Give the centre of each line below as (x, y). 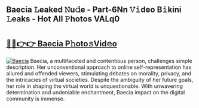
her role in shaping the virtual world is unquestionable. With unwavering (95, 86)
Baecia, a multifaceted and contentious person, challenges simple (111, 61)
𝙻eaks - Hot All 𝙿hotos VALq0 (63, 19)
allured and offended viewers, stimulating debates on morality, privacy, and (99, 73)
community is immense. (36, 99)
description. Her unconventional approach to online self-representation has (99, 67)
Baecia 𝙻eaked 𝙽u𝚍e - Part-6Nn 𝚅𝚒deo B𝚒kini (94, 10)
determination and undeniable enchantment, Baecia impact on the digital (96, 92)
